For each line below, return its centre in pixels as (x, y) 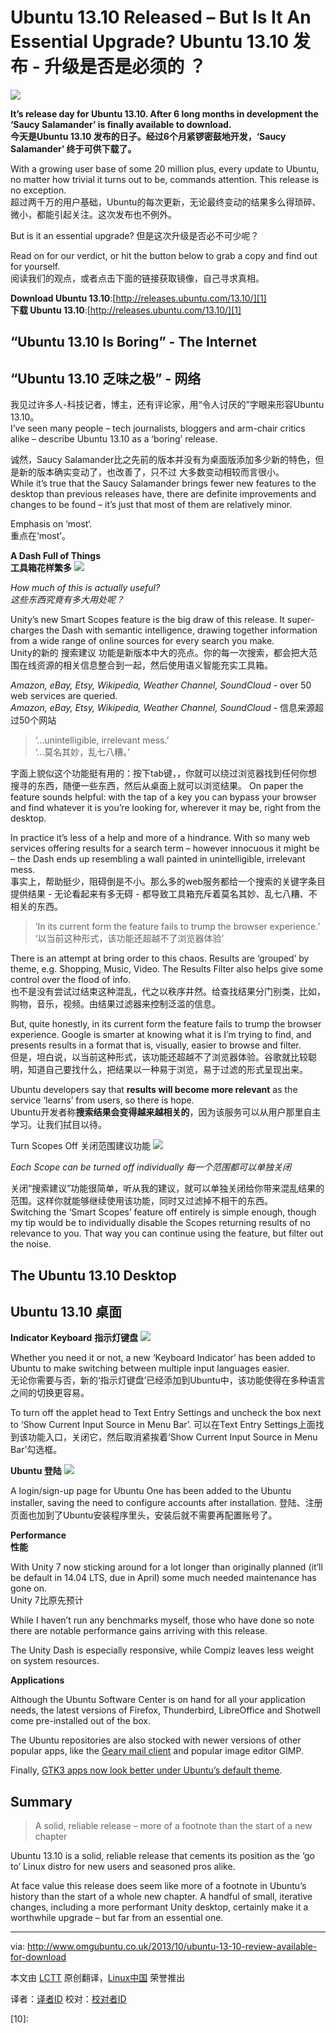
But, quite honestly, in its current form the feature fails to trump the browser (166, 1024)
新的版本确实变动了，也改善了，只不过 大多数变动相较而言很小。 (151, 472)
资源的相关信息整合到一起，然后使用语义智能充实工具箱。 (154, 665)
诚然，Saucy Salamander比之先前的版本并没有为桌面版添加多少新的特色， (163, 460)
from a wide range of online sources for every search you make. (142, 641)
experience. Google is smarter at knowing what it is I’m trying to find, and (161, 1035)
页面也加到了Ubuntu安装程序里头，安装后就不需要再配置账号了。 (144, 1515)
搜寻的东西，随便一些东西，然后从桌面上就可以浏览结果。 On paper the (157, 786)
